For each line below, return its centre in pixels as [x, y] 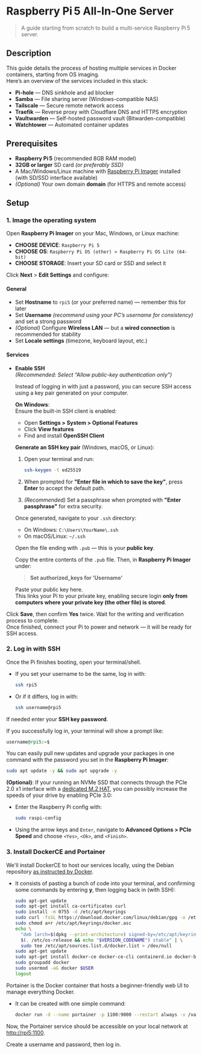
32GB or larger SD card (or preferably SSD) [69, 165]
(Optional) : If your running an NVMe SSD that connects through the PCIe [97, 782]
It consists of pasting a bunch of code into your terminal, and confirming [105, 883]
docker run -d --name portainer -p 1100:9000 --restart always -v [100, 1015]
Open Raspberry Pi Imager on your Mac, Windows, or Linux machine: [93, 234]
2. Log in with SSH [33, 649]
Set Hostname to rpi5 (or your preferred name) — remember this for [100, 302]
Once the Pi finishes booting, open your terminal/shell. [74, 662]
